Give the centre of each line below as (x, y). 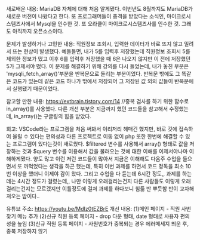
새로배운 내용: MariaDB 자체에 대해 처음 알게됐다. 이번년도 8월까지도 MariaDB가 (99, 9)
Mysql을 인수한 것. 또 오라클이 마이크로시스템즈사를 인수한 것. (108, 24)
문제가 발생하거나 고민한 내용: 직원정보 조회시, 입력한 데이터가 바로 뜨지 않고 (95, 44)
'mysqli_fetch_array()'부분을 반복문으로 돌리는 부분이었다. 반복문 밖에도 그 (93, 74)
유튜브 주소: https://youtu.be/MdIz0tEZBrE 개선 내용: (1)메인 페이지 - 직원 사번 (99, 209)
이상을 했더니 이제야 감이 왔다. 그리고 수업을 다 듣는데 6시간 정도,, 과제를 (96, 174)
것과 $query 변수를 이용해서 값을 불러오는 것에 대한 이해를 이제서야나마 (105, 151)
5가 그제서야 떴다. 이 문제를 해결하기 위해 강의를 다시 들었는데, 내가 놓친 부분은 (98, 66)
